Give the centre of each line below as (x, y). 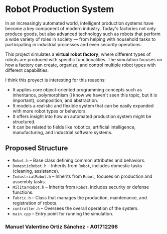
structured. (24, 122)
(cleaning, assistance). (36, 171)
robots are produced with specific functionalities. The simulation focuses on (84, 59)
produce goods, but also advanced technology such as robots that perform (83, 34)
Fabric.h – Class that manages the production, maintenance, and (79, 197)
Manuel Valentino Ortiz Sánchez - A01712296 (62, 226)
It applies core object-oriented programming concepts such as (77, 89)
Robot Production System (60, 9)
